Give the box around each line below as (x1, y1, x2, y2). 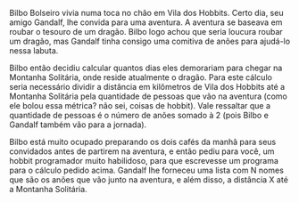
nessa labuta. (9, 45, 59, 56)
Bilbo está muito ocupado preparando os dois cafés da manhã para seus (9, 137, 277, 147)
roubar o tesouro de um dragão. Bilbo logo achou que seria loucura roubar (9, 27, 283, 36)
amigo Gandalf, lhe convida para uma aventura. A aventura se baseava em (9, 17, 283, 28)
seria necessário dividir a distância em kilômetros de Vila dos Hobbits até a (9, 82, 286, 92)
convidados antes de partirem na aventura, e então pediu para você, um (9, 146, 275, 157)
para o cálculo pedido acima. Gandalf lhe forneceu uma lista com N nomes (9, 165, 284, 175)
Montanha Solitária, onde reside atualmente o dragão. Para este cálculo (9, 72, 272, 83)
